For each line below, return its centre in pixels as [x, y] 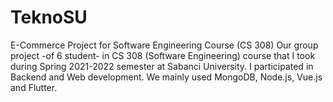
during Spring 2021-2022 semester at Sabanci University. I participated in [162, 66]
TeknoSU [49, 17]
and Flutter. [34, 87]
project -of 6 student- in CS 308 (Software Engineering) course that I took [163, 55]
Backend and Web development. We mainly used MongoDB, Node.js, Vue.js [166, 77]
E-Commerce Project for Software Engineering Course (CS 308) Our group [164, 45]
